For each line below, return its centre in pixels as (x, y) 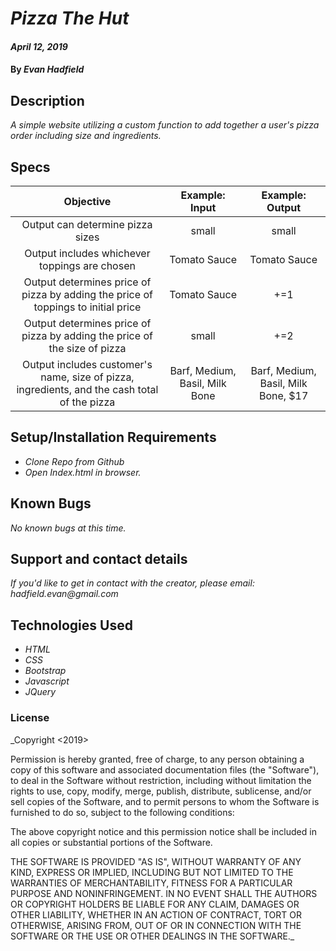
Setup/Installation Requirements (113, 437)
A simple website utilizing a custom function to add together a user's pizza (165, 125)
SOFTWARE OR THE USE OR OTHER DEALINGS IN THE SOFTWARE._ (152, 936)
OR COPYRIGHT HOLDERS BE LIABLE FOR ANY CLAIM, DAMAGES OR (155, 904)
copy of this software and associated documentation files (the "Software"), (165, 769)
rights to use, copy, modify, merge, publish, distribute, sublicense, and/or (161, 791)
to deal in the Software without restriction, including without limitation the (161, 780)
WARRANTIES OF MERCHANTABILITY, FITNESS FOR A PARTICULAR (151, 883)
